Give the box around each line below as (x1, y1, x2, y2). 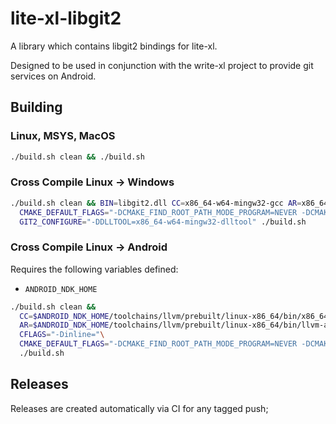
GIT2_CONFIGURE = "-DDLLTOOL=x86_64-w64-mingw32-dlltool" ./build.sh (19, 217, 307, 227)
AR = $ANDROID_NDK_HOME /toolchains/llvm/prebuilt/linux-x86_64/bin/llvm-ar (19, 320, 333, 331)
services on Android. (10, 70, 97, 82)
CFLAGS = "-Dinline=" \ (19, 330, 105, 340)
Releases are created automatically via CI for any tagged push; (10, 402, 269, 414)
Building (10, 99, 63, 116)
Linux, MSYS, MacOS (10, 129, 116, 143)
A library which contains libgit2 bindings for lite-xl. (10, 40, 218, 52)
